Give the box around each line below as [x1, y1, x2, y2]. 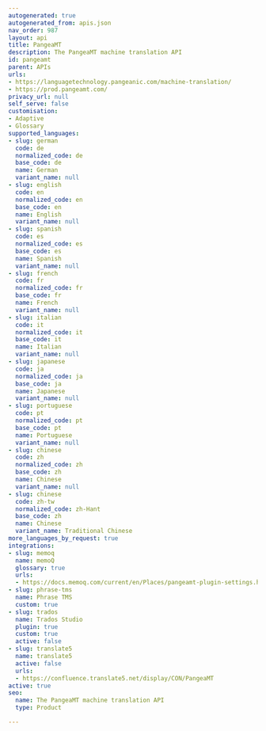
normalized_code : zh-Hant [15, 504, 101, 513]
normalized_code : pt [15, 417, 83, 425]
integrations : [8, 542, 55, 550]
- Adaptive [8, 115, 44, 123]
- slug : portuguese [8, 402, 73, 410]
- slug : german [8, 136, 59, 145]
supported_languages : [8, 129, 80, 137]
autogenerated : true [8, 11, 77, 20]
